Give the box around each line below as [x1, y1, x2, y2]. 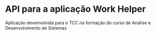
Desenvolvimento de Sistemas [5, 25, 67, 31]
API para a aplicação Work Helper [5, 3, 146, 15]
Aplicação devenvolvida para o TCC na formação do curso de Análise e [5, 20, 151, 26]
